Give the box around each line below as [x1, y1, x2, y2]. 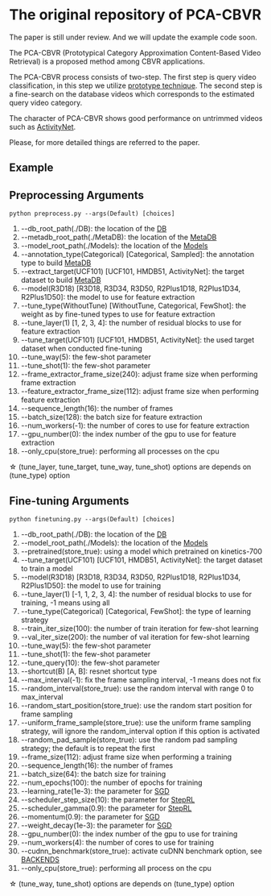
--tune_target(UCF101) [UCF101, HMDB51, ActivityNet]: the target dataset [20, 554, 263, 565]
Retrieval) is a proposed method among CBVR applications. [9, 56, 206, 66]
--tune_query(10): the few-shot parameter [20, 657, 160, 667]
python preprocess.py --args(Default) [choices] [9, 209, 175, 218]
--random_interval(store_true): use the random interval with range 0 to [20, 683, 254, 693]
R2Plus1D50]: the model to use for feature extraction [20, 292, 195, 302]
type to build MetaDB [20, 258, 92, 268]
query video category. [9, 97, 83, 107]
